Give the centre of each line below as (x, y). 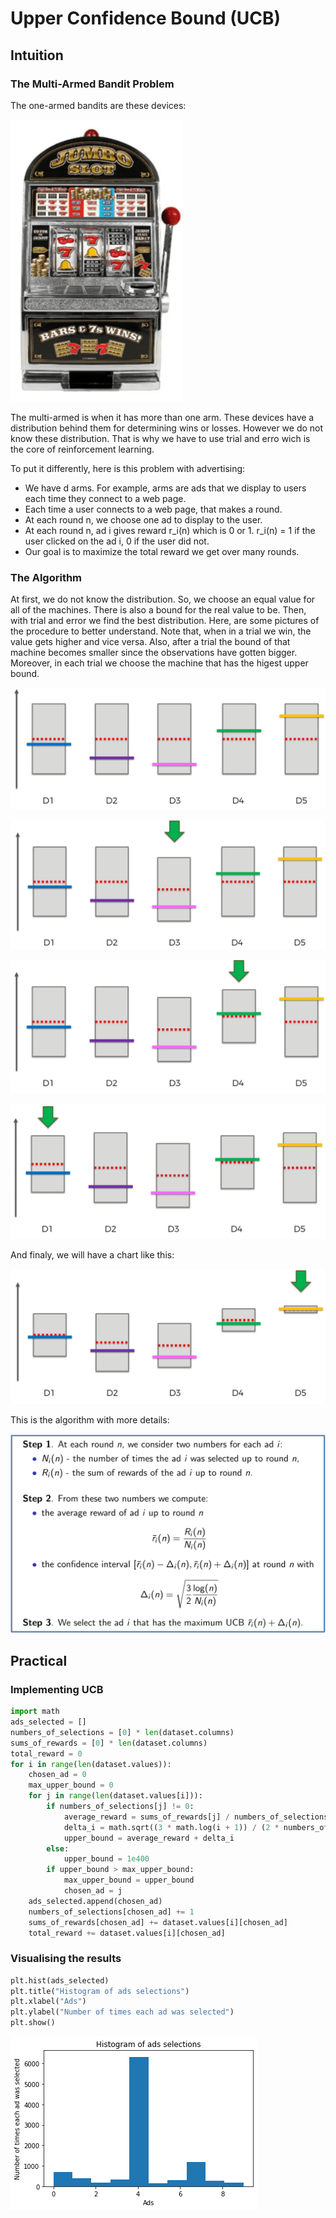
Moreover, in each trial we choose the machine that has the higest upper (159, 663)
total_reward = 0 (46, 1753)
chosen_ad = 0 (57, 1775)
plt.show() (33, 2023)
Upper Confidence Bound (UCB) (146, 18)
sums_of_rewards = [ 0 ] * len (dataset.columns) (109, 1743)
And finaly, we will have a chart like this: (92, 1254)
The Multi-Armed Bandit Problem (92, 84)
